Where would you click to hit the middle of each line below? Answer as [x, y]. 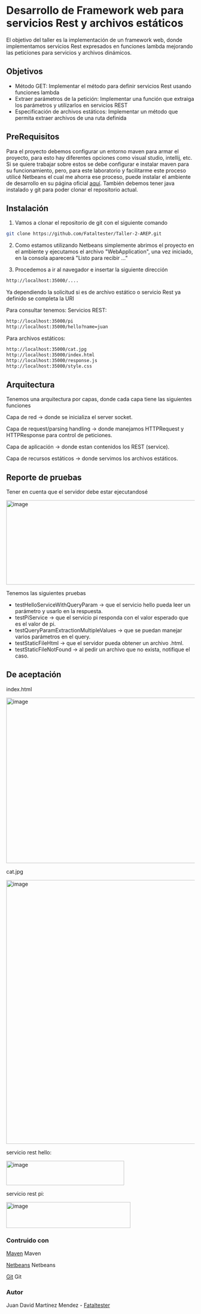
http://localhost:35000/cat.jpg [46, 349]
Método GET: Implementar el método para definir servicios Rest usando [103, 86]
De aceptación [34, 675]
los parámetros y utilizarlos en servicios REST [71, 105]
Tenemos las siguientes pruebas [46, 593]
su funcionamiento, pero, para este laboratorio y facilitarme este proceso [96, 170]
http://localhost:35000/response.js [52, 360]
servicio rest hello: [29, 1152]
